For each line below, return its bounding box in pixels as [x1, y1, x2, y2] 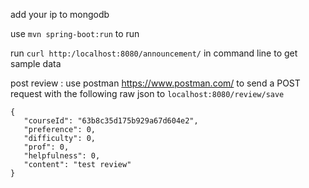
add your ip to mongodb [10, 9, 110, 20]
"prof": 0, [23, 142, 70, 152]
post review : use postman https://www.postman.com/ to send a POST [10, 77, 301, 89]
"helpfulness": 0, [23, 151, 101, 161]
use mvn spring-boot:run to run [10, 28, 140, 39]
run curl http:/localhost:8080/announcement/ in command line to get [10, 47, 298, 59]
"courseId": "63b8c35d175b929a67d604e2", [23, 116, 199, 126]
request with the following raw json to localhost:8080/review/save [10, 88, 285, 99]
